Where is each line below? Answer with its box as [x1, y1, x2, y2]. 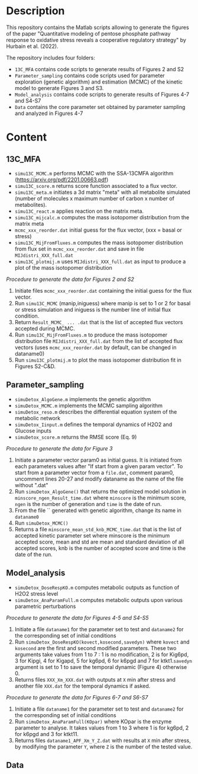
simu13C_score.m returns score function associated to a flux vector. [14, 182, 177, 189]
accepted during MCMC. [14, 325, 75, 332]
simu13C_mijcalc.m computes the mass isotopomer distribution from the [14, 213, 190, 220]
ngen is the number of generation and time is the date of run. [14, 500, 162, 507]
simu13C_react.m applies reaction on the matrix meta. [14, 207, 144, 215]
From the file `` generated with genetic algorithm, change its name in [14, 507, 181, 514]
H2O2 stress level [14, 590, 59, 597]
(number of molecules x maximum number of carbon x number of [14, 194, 174, 202]
